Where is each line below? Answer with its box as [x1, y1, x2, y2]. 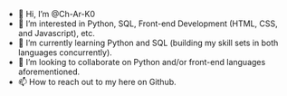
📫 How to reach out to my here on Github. [17, 77, 177, 87]
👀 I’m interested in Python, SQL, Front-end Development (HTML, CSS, [17, 18, 278, 29]
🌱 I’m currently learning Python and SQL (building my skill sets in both [17, 37, 279, 48]
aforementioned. [17, 66, 81, 77]
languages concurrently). [17, 47, 113, 58]
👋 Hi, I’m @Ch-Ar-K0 [17, 9, 96, 19]
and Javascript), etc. [17, 28, 95, 38]
